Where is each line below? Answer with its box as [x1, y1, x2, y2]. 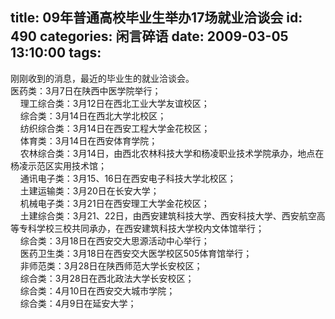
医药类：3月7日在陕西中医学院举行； [10, 84, 162, 97]
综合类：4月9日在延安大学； [19, 297, 137, 309]
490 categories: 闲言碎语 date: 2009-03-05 [10, 28, 289, 45]
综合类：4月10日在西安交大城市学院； [19, 284, 176, 297]
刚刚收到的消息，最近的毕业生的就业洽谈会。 [10, 72, 195, 84]
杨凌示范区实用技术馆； [10, 159, 107, 172]
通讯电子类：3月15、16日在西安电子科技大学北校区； [19, 172, 237, 184]
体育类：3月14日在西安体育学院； [19, 134, 158, 147]
